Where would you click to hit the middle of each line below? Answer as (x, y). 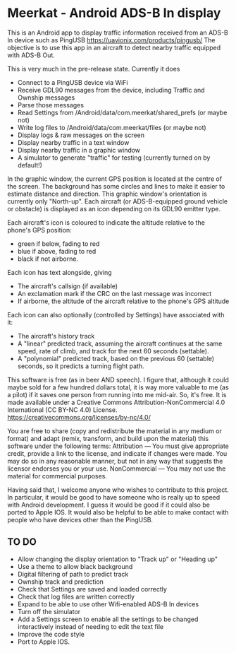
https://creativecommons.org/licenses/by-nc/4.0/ (79, 417)
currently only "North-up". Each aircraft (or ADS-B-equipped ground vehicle (117, 201)
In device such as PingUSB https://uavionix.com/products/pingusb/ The (111, 40)
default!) (30, 165)
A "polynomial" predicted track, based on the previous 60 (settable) (116, 358)
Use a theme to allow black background (75, 566)
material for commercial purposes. (57, 476)
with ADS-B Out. (31, 55)
